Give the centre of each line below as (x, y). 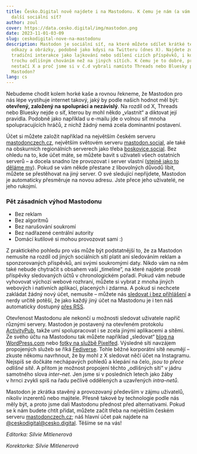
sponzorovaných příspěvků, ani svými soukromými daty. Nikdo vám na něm (97, 263)
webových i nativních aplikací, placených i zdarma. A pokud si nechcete (93, 288)
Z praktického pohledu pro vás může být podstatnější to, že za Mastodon (94, 251)
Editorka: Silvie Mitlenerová (39, 435)
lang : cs (17, 77)
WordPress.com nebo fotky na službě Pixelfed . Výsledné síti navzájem (91, 343)
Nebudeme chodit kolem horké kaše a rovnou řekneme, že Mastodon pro (94, 94)
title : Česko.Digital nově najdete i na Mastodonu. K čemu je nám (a (93, 11)
